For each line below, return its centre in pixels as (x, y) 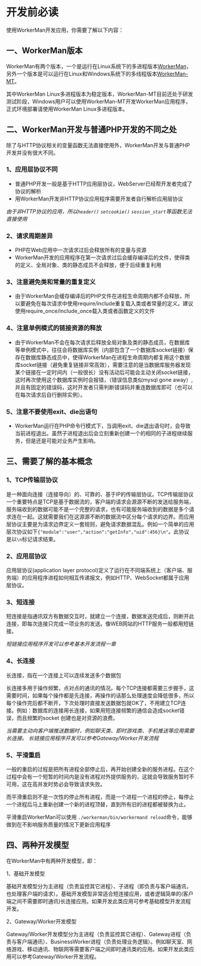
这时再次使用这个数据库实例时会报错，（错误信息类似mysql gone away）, (104, 379)
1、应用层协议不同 (32, 169)
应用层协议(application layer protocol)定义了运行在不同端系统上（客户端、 (97, 570)
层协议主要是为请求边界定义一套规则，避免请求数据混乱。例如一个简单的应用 (100, 524)
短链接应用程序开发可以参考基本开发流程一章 (61, 644)
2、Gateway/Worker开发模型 (41, 921)
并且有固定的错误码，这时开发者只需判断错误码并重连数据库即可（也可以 (103, 387)
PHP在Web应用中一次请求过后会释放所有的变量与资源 (81, 250)
